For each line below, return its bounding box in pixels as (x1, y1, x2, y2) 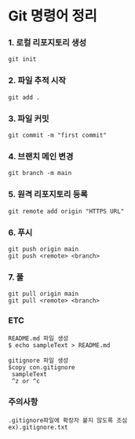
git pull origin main (8, 290, 79, 298)
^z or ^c (11, 377, 41, 385)
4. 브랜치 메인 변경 (8, 151, 74, 162)
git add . (8, 93, 41, 101)
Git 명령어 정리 (8, 7, 97, 25)
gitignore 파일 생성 (8, 357, 69, 364)
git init (8, 56, 37, 64)
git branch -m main (8, 170, 72, 177)
